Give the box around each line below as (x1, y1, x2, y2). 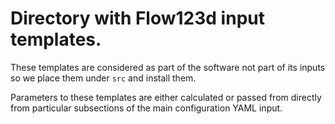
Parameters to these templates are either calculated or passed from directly (10, 91, 322, 103)
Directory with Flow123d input (10, 7, 265, 30)
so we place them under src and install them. (10, 72, 197, 84)
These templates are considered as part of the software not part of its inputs (10, 61, 326, 73)
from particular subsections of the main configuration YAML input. (10, 102, 283, 114)
